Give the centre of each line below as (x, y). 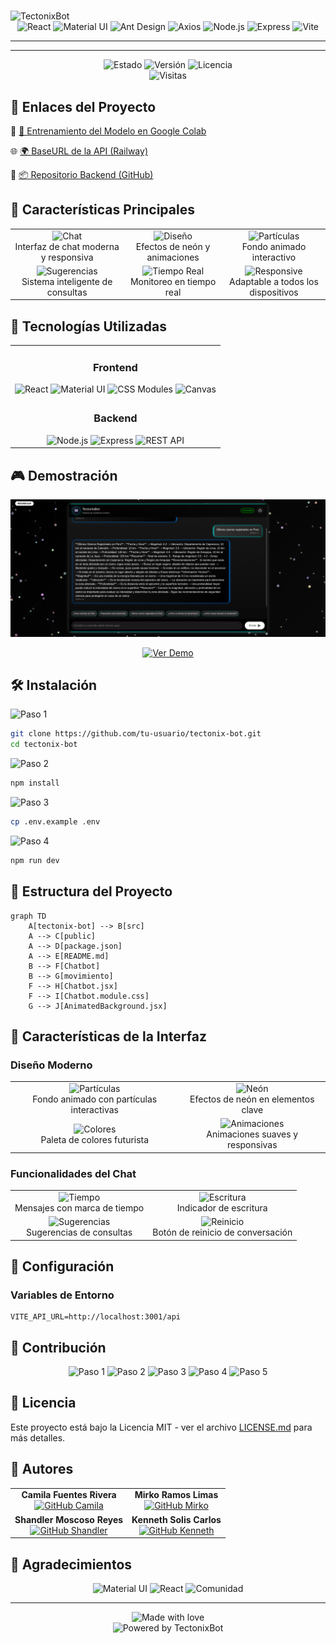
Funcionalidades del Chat (73, 1173)
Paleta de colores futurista (95, 1139)
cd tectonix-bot (44, 745)
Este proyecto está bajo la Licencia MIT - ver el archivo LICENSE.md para (161, 1427)
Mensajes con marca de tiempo (79, 1207)
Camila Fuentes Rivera (69, 1495)
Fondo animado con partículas (95, 1099)
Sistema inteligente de (67, 281)
